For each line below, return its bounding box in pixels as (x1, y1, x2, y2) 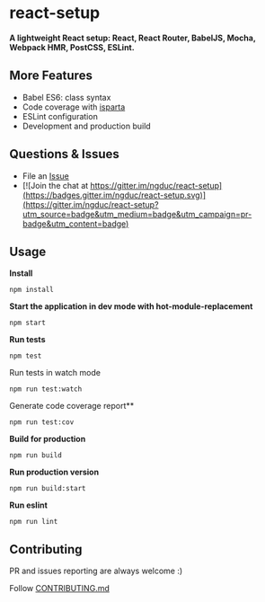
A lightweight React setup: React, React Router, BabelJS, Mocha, (9, 32, 256, 43)
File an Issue (22, 170, 69, 181)
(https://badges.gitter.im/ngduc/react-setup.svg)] (22, 190, 207, 200)
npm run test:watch (9, 385, 83, 394)
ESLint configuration (22, 111, 99, 121)
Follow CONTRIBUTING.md (9, 583, 110, 594)
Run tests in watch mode (9, 367, 102, 378)
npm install (9, 286, 54, 295)
